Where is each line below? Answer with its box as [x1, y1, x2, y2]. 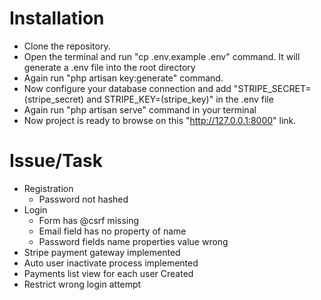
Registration [23, 182, 74, 194]
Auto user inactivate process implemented [23, 257, 199, 269]
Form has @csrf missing [38, 214, 140, 226]
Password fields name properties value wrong [38, 235, 229, 247]
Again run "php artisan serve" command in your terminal [23, 103, 257, 116]
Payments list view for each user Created [23, 267, 194, 279]
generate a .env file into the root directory [23, 61, 196, 73]
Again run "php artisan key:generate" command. [23, 72, 224, 84]
